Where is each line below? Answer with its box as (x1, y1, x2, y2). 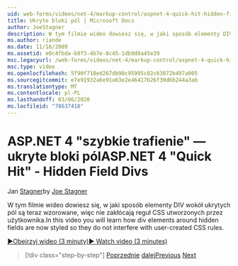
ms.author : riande (7, 37, 62, 44)
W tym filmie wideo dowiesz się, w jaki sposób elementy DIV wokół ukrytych (7, 200, 231, 209)
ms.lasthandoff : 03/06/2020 (7, 96, 91, 104)
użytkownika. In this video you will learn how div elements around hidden (7, 216, 220, 224)
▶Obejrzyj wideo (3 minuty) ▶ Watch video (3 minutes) (7, 237, 168, 245)
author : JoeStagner (7, 23, 65, 31)
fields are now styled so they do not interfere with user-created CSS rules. (7, 223, 225, 231)
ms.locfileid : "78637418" (7, 103, 84, 110)
